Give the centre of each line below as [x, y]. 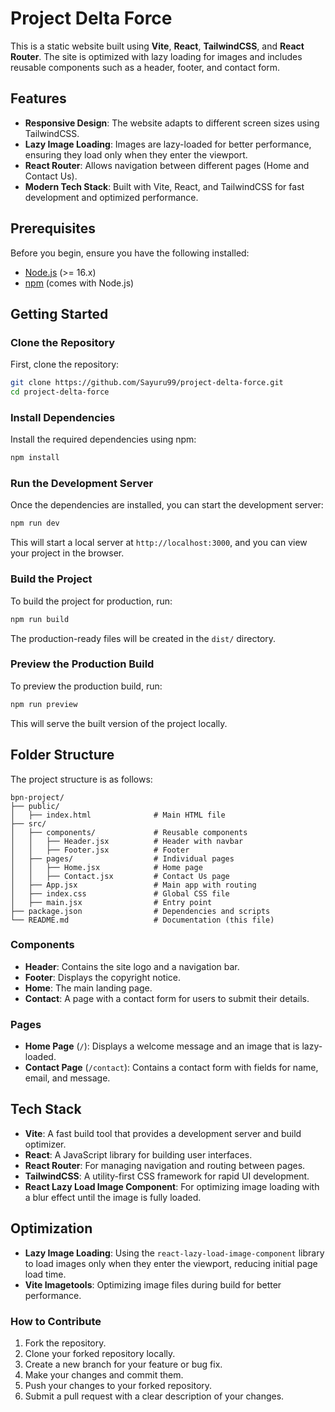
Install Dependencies [63, 417]
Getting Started [59, 313]
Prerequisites [53, 228]
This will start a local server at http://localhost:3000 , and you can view [159, 543]
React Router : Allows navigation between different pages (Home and [167, 165]
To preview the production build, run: [86, 686]
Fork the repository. [65, 1343]
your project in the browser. [67, 553]
